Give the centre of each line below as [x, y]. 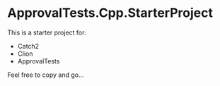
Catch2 [28, 46]
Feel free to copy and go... [46, 75]
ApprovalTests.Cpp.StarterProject [110, 13]
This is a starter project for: [47, 32]
